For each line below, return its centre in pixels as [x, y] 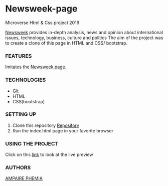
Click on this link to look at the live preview [49, 155]
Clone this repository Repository [46, 125]
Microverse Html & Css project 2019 [42, 23]
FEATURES [19, 56]
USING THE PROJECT [32, 143]
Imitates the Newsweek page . [36, 67]
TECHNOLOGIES [26, 80]
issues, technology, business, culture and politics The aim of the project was [84, 38]
